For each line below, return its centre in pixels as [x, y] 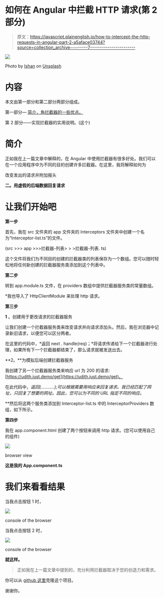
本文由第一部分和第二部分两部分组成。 [43, 102]
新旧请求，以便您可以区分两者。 [41, 333]
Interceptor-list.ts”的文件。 [38, 238]
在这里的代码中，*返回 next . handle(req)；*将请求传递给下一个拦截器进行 [79, 343]
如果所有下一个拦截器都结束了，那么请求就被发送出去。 [69, 349]
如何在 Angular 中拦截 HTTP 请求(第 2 [81, 10]
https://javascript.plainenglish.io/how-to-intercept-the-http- [90, 37]
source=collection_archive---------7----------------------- [76, 47]
